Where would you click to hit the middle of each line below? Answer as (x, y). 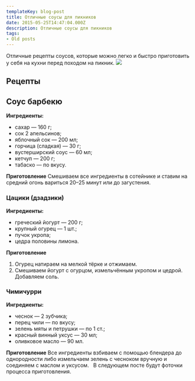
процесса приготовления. (39, 371)
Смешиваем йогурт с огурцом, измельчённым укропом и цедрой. (99, 270)
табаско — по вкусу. (40, 165)
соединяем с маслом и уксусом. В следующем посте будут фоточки (95, 365)
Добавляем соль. (37, 276)
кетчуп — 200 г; (35, 159)
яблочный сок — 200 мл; (46, 140)
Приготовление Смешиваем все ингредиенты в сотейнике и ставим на (97, 176)
